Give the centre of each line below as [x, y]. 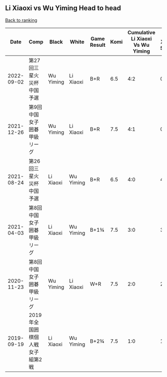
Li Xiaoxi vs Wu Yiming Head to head [63, 8]
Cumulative [141, 32]
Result [98, 45]
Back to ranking [21, 20]
